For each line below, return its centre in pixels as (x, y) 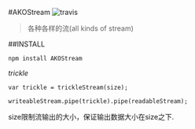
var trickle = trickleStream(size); (68, 87)
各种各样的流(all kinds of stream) (80, 28)
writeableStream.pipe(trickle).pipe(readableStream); (98, 101)
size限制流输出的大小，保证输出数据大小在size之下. (91, 117)
